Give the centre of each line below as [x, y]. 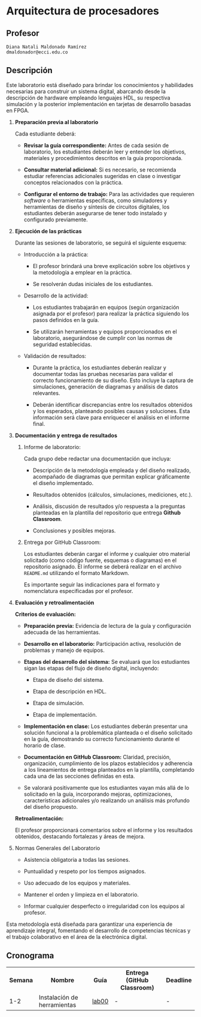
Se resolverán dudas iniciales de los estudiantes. [93, 284]
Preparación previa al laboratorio [57, 122]
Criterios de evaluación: [45, 614]
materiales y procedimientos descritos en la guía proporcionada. [103, 158]
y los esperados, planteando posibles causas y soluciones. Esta [111, 411]
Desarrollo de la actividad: [56, 296]
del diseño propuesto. [51, 807]
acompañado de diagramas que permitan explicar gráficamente [111, 476]
